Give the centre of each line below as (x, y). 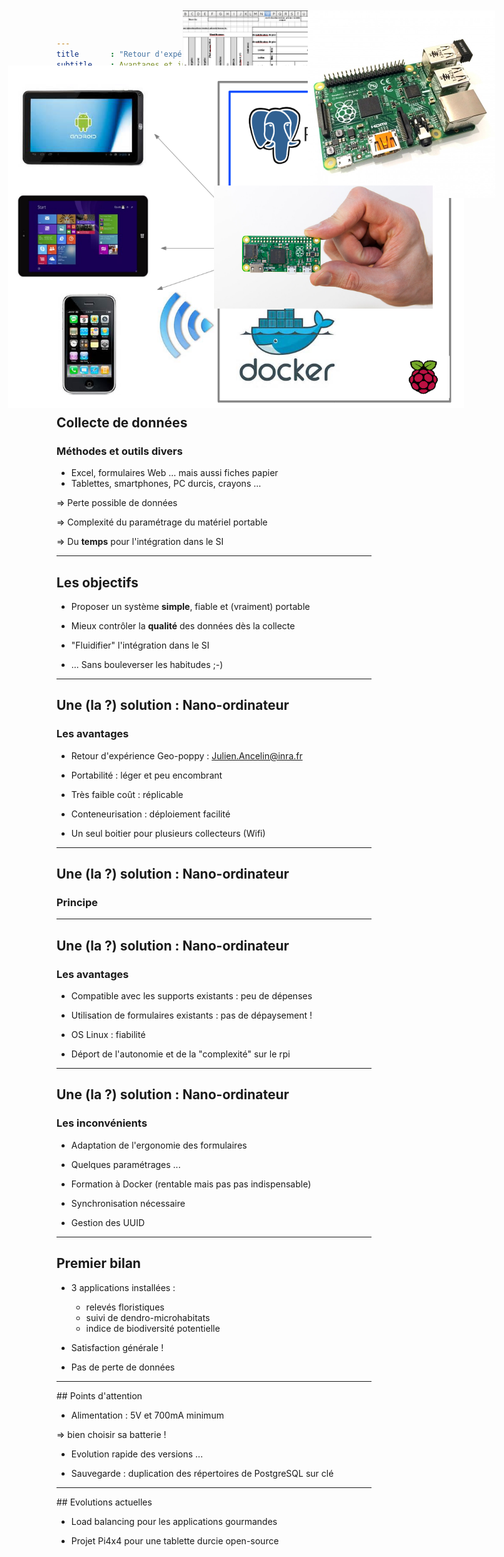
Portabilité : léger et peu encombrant (146, 775)
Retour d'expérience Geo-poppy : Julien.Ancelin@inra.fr (186, 755)
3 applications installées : (123, 1287)
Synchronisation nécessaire (128, 1203)
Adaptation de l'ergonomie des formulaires (159, 1145)
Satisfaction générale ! (117, 1347)
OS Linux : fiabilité (108, 1034)
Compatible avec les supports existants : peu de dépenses (191, 996)
